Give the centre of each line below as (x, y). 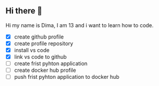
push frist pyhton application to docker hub (66, 77)
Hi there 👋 (24, 11)
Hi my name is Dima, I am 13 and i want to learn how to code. (80, 25)
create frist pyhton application (51, 63)
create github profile (39, 37)
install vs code (32, 50)
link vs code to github (40, 57)
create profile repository (43, 43)
